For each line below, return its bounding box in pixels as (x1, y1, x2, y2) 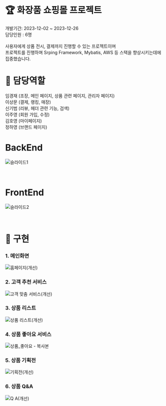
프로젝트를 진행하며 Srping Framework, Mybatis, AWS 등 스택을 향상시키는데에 (5, 49, 161, 55)
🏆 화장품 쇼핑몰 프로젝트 (5, 5, 102, 16)
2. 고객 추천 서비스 (5, 279, 47, 286)
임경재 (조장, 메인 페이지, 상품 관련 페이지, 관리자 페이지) (5, 92, 115, 98)
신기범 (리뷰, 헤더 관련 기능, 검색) (5, 105, 70, 111)
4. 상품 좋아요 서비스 (5, 331, 51, 338)
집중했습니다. (5, 56, 31, 62)
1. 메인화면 (5, 252, 29, 259)
